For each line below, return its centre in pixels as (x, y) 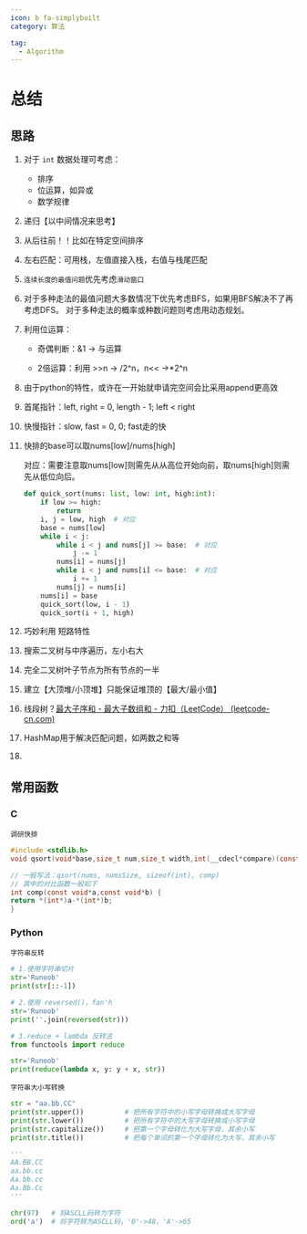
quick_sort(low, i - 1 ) (85, 604)
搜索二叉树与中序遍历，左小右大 (83, 651)
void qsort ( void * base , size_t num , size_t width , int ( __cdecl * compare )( (145, 859)
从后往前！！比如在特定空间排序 (83, 241)
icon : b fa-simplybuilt (56, 18)
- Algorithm (41, 51)
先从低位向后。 (51, 476)
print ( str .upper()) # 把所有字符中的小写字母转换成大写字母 (133, 1113)
